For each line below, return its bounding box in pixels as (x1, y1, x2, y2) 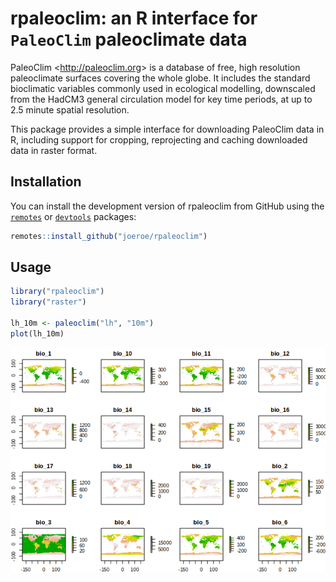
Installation (10, 173, 82, 191)
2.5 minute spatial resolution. (10, 103, 130, 116)
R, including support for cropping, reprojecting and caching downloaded (10, 133, 308, 146)
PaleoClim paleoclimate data (10, 28, 248, 51)
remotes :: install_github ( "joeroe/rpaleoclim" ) (10, 231, 208, 241)
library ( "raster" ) (10, 297, 87, 307)
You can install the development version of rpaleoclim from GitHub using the (10, 200, 325, 212)
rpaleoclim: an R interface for (10, 7, 258, 30)
